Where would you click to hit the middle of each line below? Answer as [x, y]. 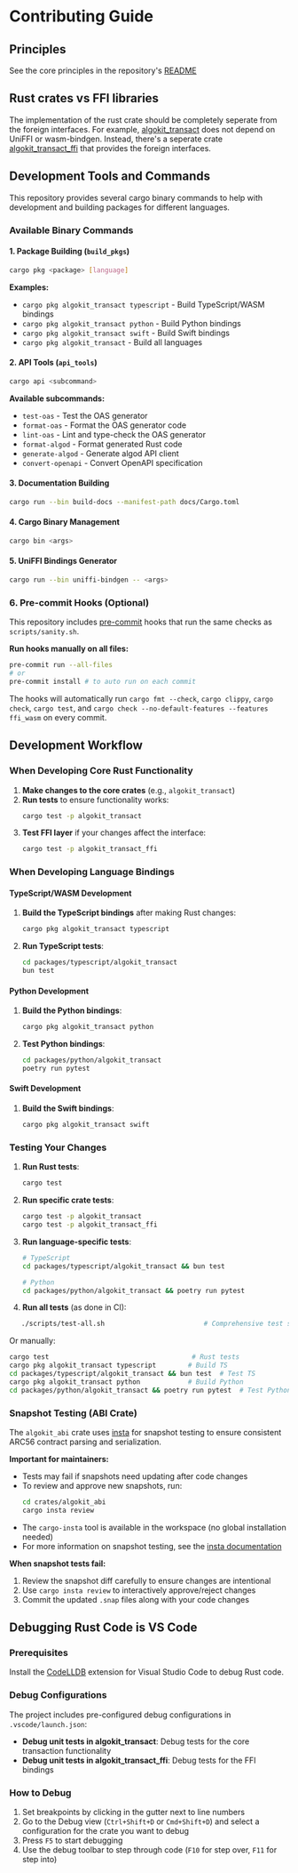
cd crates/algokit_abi [64, 1502]
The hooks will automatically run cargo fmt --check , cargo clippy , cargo [141, 698]
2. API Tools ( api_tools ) [53, 363]
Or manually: [32, 1341]
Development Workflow [76, 746]
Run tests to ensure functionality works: [95, 800]
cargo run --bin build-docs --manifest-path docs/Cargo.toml [125, 502]
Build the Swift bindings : [68, 1108]
